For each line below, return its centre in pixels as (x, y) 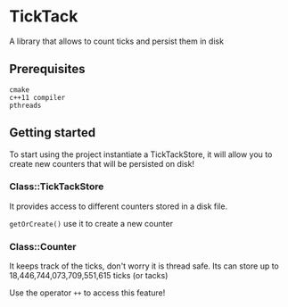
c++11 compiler (37, 97)
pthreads (25, 105)
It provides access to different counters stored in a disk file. (119, 206)
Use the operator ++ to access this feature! (87, 293)
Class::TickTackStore (57, 187)
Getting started (53, 133)
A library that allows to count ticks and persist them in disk (117, 41)
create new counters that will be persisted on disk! (102, 163)
